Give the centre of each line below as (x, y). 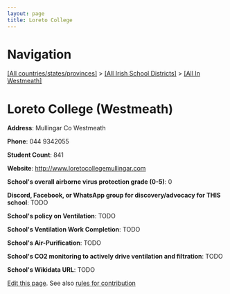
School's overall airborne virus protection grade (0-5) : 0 (90, 182)
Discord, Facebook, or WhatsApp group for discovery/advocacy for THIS (114, 196)
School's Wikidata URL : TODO (51, 270)
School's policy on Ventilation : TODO (62, 216)
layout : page (26, 14)
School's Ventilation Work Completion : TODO (74, 230)
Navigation (39, 54)
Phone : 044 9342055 (38, 141)
